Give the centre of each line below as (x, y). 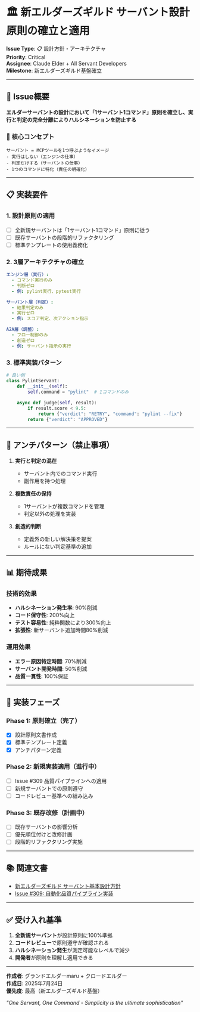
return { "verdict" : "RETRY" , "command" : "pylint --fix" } (110, 414)
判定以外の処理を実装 (50, 513)
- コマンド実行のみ (32, 280)
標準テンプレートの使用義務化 (51, 245)
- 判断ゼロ (23, 286)
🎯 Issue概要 (28, 97)
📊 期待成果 (27, 573)
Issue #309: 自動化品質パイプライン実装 (64, 894)
